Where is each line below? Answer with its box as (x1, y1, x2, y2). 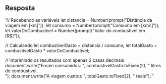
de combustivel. (5, 68, 38, 74)
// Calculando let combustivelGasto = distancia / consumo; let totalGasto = (5, 42, 157, 48)
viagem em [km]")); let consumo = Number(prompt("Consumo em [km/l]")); (5, 22, 160, 28)
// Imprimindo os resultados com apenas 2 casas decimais (5, 57, 124, 63)
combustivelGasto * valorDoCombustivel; (5, 47, 90, 53)
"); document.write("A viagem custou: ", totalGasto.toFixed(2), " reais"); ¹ (5, 73, 154, 79)
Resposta (5, 4, 35, 12)
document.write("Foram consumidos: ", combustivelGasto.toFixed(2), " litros (5, 62, 161, 68)
